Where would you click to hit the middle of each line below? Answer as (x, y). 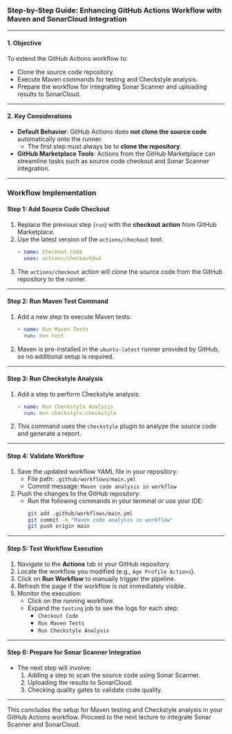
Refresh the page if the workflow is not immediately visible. (101, 586)
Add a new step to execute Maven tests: (74, 316)
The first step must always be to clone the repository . (104, 146)
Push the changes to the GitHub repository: (79, 493)
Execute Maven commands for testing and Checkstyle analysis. (107, 79)
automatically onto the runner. (60, 139)
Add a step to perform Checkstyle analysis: (79, 394)
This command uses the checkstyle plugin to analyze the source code (117, 426)
